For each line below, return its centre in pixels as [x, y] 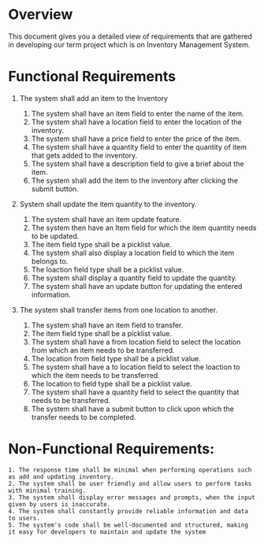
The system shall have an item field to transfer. [107, 325]
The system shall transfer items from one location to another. [119, 309]
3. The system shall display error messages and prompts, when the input [132, 498]
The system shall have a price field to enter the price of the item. [136, 139]
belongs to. [50, 261]
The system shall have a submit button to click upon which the [133, 409]
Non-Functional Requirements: [112, 449]
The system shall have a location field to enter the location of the [136, 122]
